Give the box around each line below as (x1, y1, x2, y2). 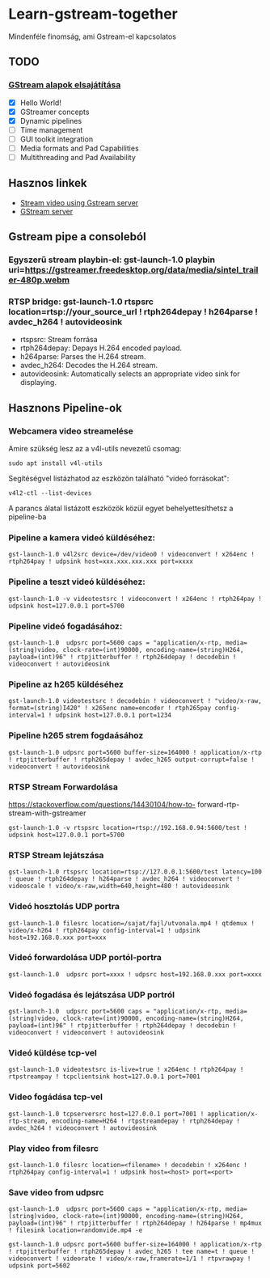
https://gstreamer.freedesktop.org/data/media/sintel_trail (24, 264, 259, 276)
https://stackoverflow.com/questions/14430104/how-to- (8, 799, 196, 809)
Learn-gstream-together (8, 5, 178, 23)
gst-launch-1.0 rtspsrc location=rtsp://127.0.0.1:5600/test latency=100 (8, 868, 263, 876)
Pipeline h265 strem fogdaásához (8, 730, 144, 741)
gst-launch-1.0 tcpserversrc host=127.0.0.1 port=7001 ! (8, 1110, 205, 1118)
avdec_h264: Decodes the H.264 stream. (19, 361, 158, 370)
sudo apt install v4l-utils (8, 459, 103, 468)
